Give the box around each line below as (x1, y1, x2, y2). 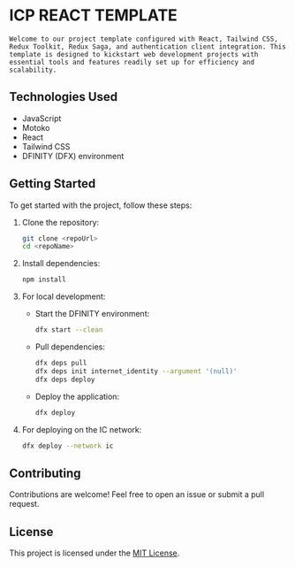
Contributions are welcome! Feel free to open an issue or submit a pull (9, 489, 265, 500)
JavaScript (21, 112, 62, 124)
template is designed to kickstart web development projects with (9, 50, 259, 58)
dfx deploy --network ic (21, 441, 114, 450)
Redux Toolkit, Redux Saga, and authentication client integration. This (9, 42, 287, 51)
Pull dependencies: (34, 341, 106, 352)
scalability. (9, 65, 57, 74)
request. (9, 499, 40, 510)
